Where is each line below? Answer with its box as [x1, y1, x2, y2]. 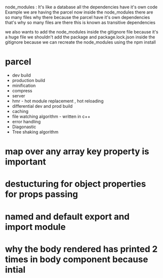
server [12, 93, 25, 98]
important [5, 156, 46, 167]
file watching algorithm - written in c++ [12, 114, 91, 119]
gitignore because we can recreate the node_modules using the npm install [5, 39, 156, 45]
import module [5, 221, 66, 232]
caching [12, 108, 29, 114]
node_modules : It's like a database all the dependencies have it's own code [5, 4, 158, 10]
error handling [12, 118, 41, 124]
